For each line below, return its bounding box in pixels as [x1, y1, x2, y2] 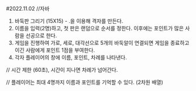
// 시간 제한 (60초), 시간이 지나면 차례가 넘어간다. [6, 66, 118, 73]
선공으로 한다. [25, 32, 57, 39]
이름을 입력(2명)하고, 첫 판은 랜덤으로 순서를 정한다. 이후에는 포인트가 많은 [14, 25, 184, 32]
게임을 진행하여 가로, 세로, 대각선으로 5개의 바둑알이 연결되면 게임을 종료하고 [14, 40, 190, 46]
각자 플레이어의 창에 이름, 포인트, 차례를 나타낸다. [14, 54, 128, 61]
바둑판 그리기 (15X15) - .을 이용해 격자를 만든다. [14, 17, 123, 24]
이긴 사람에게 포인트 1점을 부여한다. [14, 47, 95, 54]
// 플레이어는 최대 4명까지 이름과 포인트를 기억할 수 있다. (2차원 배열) [6, 79, 164, 86]
